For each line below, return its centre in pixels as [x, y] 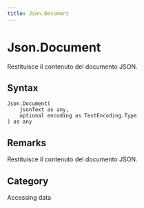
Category [28, 181]
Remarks [27, 142]
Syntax [23, 88]
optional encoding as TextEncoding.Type [78, 116]
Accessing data [29, 197]
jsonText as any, [44, 110]
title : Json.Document [38, 13]
